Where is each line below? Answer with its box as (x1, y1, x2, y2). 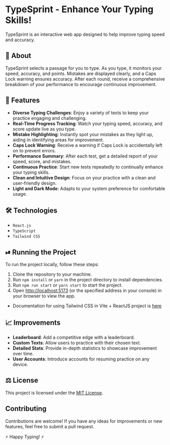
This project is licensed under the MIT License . (5, 389, 104, 396)
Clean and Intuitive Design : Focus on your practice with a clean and (12, 174, 156, 180)
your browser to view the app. (12, 293, 76, 299)
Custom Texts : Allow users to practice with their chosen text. (12, 340, 141, 346)
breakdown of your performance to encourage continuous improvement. (5, 81, 157, 87)
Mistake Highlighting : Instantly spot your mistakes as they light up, (12, 131, 154, 137)
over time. (12, 351, 34, 356)
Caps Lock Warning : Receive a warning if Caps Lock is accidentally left (12, 142, 162, 148)
